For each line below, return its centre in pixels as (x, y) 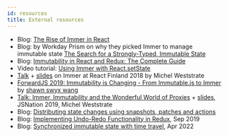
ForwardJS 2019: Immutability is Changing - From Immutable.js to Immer (119, 82)
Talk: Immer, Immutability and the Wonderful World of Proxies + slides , (116, 97)
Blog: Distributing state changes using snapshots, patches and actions (116, 111)
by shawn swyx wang (48, 90)
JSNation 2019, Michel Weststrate (65, 104)
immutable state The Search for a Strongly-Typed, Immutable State (111, 54)
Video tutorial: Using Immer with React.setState (84, 68)
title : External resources (46, 20)
